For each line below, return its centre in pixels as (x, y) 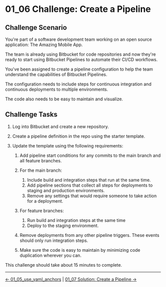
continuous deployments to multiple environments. (57, 89)
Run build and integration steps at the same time (76, 220)
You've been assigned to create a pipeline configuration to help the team (79, 69)
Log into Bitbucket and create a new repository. (61, 126)
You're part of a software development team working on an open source (79, 39)
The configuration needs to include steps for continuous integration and (78, 84)
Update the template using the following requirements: (68, 145)
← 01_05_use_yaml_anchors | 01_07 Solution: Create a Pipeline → (71, 279)
